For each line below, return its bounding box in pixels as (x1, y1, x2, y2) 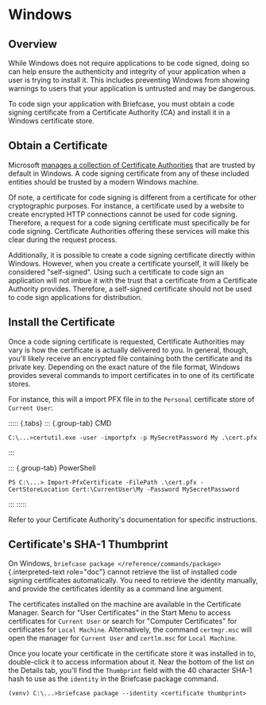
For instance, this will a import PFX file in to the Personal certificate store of (8, 394, 255, 403)
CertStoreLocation (8, 485, 69, 493)
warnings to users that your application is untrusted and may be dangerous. (8, 84, 256, 93)
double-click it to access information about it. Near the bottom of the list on (8, 657, 255, 667)
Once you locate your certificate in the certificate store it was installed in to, (8, 649, 256, 658)
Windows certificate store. (8, 116, 95, 125)
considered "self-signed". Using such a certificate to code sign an (8, 267, 225, 276)
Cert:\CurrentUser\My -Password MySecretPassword (71, 485, 240, 493)
